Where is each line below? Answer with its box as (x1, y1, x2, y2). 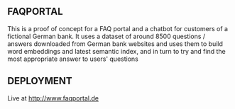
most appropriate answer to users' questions (7, 54, 138, 63)
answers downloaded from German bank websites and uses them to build (7, 39, 224, 48)
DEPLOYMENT (7, 75, 72, 87)
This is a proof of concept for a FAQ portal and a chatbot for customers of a (7, 24, 229, 33)
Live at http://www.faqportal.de (7, 93, 99, 102)
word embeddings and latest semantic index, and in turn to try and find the (7, 47, 226, 55)
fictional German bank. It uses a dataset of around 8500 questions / (7, 32, 206, 40)
